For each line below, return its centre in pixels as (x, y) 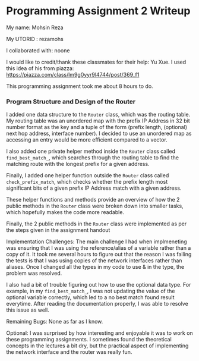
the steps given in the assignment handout (58, 230)
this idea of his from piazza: (40, 68)
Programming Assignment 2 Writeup (98, 11)
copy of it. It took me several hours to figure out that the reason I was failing (99, 255)
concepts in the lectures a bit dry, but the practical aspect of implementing (97, 346)
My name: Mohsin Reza (35, 27)
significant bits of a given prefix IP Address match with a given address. (94, 188)
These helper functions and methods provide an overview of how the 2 (93, 200)
